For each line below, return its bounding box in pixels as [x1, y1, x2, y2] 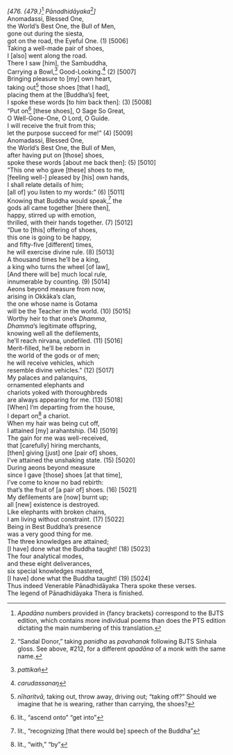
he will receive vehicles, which [7, 359, 95, 367]
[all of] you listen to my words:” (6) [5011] [7, 188, 125, 196]
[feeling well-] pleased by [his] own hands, [7, 173, 130, 181]
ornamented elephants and [7, 381, 85, 389]
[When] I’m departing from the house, [7, 403, 115, 412]
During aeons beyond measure [7, 463, 96, 471]
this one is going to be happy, [7, 233, 92, 242]
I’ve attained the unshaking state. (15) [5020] [7, 455, 135, 464]
